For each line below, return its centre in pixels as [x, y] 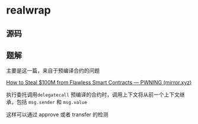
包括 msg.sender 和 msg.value [52, 102]
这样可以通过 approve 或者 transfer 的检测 [57, 115]
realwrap [29, 10]
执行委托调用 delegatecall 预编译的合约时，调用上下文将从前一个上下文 [93, 94]
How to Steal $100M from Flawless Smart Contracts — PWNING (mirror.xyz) [99, 83]
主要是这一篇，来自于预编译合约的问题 [53, 71]
